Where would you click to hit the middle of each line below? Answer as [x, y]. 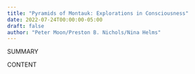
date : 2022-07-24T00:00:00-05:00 [55, 20]
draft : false [26, 26]
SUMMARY [23, 52]
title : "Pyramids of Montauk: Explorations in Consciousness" [98, 13]
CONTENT [22, 64]
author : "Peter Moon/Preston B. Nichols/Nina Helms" [84, 32]
